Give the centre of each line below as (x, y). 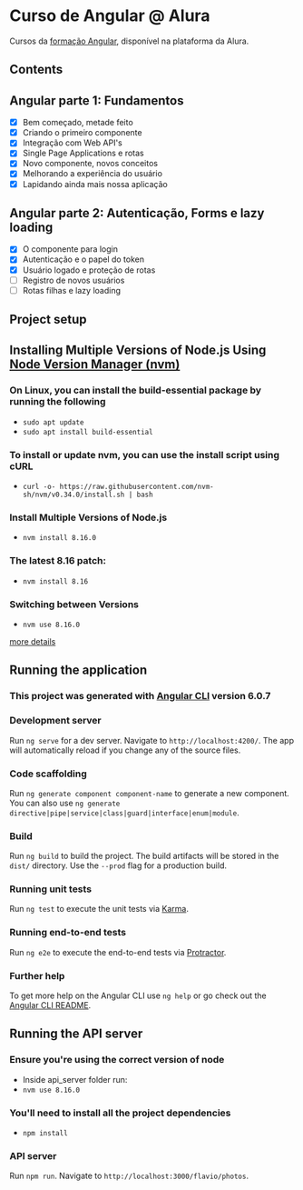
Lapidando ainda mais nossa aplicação (95, 184)
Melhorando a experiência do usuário (93, 174)
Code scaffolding (49, 774)
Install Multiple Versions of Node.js (88, 517)
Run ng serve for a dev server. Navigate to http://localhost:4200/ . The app (152, 740)
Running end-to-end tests (68, 933)
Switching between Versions (74, 604)
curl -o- (39, 487)
